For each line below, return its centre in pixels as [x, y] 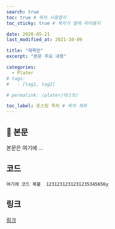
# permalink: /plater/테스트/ [42, 95]
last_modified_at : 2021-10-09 [44, 40]
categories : [21, 67]
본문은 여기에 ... [25, 148]
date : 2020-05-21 [28, 34]
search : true [23, 12]
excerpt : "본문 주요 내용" [36, 56]
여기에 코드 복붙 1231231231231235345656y [57, 184]
